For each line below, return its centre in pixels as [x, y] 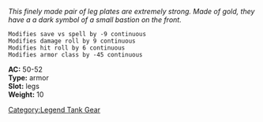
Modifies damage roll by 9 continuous [72, 41]
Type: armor [28, 78]
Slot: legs [24, 86]
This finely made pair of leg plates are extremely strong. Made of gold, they [131, 11]
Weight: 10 [26, 94]
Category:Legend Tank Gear [54, 110]
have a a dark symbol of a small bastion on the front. [95, 20]
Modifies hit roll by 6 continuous [67, 48]
